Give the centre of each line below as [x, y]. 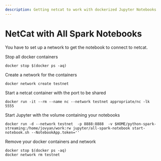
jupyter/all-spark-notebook [102, 128]
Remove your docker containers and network [51, 141]
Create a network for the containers [41, 75]
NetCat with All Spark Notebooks [73, 33]
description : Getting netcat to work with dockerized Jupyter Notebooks [81, 10]
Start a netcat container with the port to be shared [56, 93]
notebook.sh [17, 132]
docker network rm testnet [33, 155]
